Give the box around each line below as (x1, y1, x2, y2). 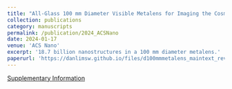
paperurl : (7, 55, 36, 62)
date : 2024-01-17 (7, 36, 57, 43)
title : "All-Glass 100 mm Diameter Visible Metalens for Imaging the (7, 10, 212, 17)
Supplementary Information (7, 74, 85, 82)
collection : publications (7, 17, 81, 23)
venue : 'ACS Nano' (7, 42, 60, 49)
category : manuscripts (7, 23, 72, 30)
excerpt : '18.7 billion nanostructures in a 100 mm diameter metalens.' (7, 49, 221, 56)
